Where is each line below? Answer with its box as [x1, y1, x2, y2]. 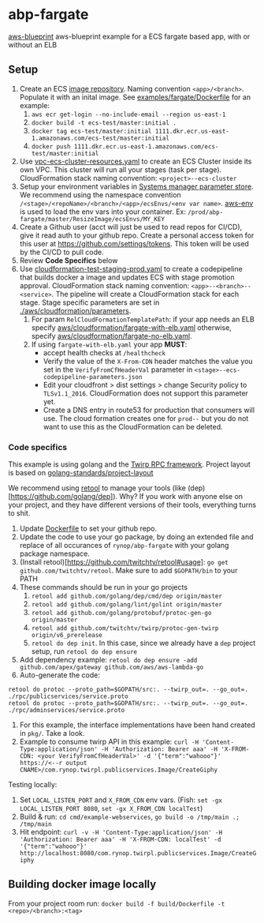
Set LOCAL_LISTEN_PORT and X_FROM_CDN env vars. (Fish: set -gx [19, 795, 223, 805]
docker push [31, 142, 71, 151]
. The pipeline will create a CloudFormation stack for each [51, 289, 240, 298]
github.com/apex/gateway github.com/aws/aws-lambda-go [19, 663, 204, 672]
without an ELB [8, 39, 58, 49]
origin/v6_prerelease [31, 632, 102, 640]
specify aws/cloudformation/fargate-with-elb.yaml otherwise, [31, 322, 232, 332]
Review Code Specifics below [19, 255, 118, 265]
